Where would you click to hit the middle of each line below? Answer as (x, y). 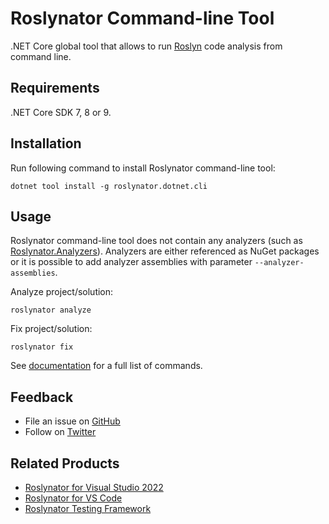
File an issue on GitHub (72, 421)
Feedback (42, 397)
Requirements (55, 88)
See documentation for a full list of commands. (106, 366)
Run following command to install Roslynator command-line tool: (143, 168)
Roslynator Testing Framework (88, 508)
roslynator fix (42, 347)
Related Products (65, 463)
